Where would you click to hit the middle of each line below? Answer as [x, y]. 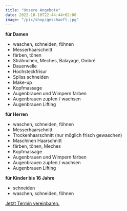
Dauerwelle [25, 66]
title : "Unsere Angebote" [33, 10]
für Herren [17, 114]
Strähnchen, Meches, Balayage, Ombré [54, 61]
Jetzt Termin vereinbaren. [33, 203]
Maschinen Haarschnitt [37, 141]
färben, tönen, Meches [37, 146]
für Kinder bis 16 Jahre [30, 178]
